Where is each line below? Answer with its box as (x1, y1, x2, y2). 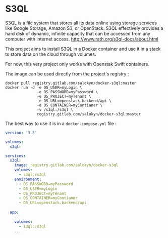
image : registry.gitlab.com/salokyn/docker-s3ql (14, 163, 119, 168)
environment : (14, 177, 42, 182)
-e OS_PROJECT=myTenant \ (37, 94, 92, 99)
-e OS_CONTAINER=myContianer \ (37, 102, 102, 108)
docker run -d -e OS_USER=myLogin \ (5, 85, 82, 90)
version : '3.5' (5, 130, 37, 135)
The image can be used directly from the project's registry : (5, 70, 129, 76)
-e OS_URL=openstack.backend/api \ (37, 98, 112, 103)
